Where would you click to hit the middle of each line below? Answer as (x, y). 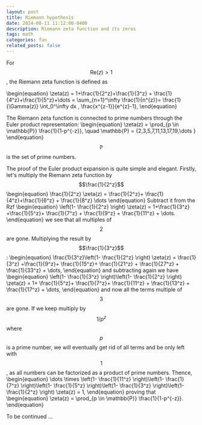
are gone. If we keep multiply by (46, 308)
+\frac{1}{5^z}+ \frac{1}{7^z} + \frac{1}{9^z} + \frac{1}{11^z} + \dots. (91, 213)
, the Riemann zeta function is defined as (57, 82)
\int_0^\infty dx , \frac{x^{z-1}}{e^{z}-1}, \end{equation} (109, 106)
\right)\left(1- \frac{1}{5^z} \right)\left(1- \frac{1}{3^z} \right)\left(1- (103, 385)
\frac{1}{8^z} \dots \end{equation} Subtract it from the (128, 200)
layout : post (23, 12)
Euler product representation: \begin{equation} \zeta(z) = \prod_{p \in (93, 124)
